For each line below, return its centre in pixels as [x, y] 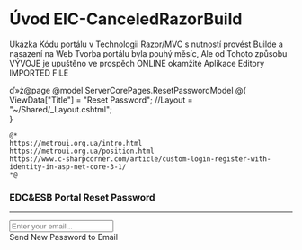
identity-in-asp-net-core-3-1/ [68, 166]
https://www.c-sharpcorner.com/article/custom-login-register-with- [140, 159]
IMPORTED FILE [39, 73]
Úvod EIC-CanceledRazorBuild [126, 19]
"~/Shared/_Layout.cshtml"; [61, 109]
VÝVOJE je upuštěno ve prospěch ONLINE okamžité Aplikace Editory [137, 63]
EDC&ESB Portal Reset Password [82, 197]
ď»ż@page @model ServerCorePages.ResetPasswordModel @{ [128, 90]
